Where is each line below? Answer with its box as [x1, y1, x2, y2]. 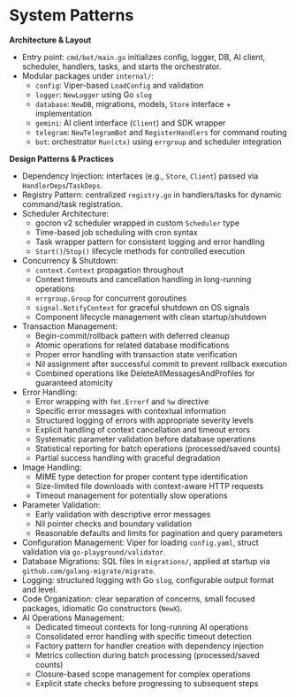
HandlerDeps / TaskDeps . [21, 180, 103, 190]
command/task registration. [21, 198, 123, 209]
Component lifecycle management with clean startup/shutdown [34, 311, 267, 322]
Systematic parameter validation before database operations [34, 433, 256, 444]
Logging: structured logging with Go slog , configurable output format [21, 574, 275, 585]
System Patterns [9, 5, 134, 26]
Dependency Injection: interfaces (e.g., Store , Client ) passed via [21, 170, 259, 181]
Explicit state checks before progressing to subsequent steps [34, 678, 259, 688]
